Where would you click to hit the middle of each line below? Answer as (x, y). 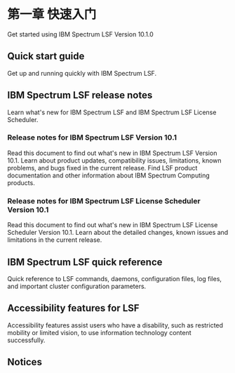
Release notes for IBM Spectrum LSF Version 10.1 (92, 137)
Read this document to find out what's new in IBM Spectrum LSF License (113, 225)
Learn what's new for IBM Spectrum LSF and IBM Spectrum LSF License (112, 112)
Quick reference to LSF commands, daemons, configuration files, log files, (115, 278)
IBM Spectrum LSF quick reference (85, 262)
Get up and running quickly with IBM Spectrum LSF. (82, 73)
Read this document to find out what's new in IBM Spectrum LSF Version (112, 153)
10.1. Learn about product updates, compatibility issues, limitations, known (115, 160)
